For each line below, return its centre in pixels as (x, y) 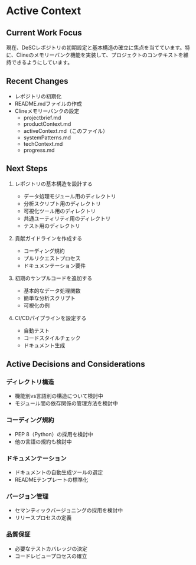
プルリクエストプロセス (52, 258)
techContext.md (43, 143)
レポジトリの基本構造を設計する (53, 184)
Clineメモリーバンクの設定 (47, 111)
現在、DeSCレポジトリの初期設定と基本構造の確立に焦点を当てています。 (96, 48)
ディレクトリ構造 (30, 382)
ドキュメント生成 (44, 345)
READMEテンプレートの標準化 (51, 479)
